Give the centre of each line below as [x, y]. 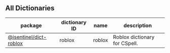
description [137, 25]
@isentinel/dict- [27, 37]
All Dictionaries [30, 8]
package [31, 25]
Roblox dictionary [134, 37]
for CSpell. [125, 43]
